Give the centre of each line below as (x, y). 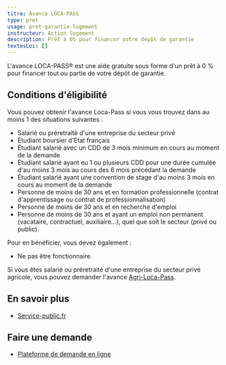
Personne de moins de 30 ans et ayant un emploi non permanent (110, 214)
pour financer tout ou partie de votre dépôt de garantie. (87, 73)
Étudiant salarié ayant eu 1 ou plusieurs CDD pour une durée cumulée (117, 162)
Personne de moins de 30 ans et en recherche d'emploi (97, 207)
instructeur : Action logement (51, 33)
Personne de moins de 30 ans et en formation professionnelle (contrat (118, 192)
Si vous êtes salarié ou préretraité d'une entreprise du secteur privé (104, 270)
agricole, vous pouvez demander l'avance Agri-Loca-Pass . (91, 277)
